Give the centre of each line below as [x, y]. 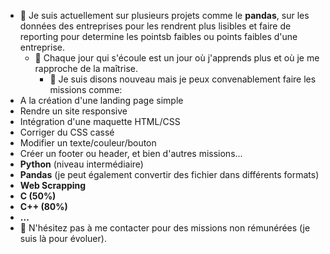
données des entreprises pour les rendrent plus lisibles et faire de [155, 26]
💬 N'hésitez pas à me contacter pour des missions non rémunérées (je [165, 228]
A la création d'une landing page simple [101, 100]
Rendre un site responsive [73, 111]
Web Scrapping [53, 185]
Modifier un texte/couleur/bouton [88, 143]
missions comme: [86, 89]
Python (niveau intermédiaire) [81, 164]
